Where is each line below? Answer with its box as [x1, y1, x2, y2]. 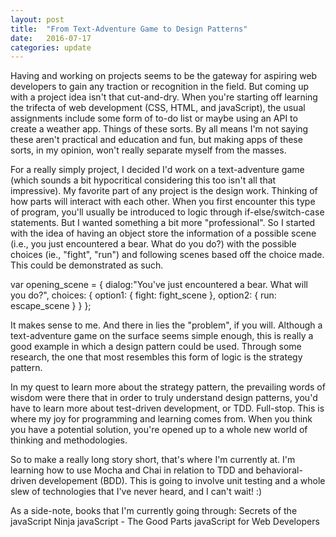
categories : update [10, 42, 92, 53]
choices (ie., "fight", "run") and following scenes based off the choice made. [10, 249, 325, 261]
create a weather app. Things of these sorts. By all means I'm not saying [10, 123, 309, 135]
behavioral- [255, 464, 303, 476]
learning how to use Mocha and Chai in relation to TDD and [10, 464, 254, 476]
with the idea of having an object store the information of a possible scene [10, 227, 317, 240]
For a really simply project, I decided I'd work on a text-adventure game [10, 164, 305, 176]
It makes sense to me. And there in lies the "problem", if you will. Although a [10, 319, 323, 331]
